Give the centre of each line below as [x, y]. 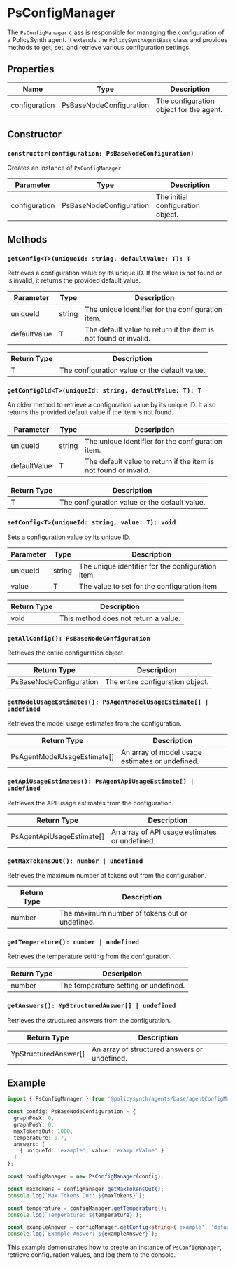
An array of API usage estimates [164, 832]
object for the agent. [190, 109]
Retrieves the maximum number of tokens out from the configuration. [107, 875]
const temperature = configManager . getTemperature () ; [87, 1208]
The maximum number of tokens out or [123, 913]
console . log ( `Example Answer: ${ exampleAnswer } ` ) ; [83, 1234]
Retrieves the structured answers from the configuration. [89, 1020]
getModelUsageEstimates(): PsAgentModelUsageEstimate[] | [108, 702]
